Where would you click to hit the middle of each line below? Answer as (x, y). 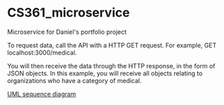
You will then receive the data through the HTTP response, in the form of (111, 66)
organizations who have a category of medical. (74, 80)
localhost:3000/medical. (42, 52)
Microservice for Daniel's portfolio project (67, 32)
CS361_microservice (69, 13)
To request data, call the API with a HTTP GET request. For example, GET (112, 45)
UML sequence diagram (42, 94)
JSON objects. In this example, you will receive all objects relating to (105, 73)
